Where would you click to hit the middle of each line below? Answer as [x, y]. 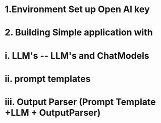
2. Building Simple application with [79, 33]
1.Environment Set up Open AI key [77, 9]
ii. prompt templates [48, 79]
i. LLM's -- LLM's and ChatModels [77, 55]
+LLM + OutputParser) [53, 113]
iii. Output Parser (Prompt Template [80, 102]
